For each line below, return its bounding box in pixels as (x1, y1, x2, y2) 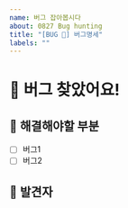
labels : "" (9, 38, 50, 48)
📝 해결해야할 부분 (9, 118, 99, 133)
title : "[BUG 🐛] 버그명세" (9, 30, 104, 39)
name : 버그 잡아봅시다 (9, 13, 81, 23)
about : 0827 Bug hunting (9, 22, 103, 31)
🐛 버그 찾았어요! (9, 80, 120, 100)
